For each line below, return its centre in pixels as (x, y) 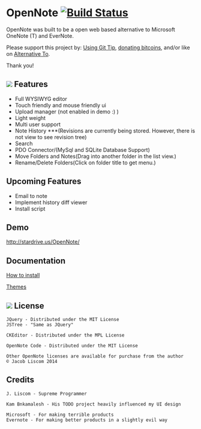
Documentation (36, 261)
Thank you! (20, 65)
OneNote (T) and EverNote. (40, 35)
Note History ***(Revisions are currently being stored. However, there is (105, 130)
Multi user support (38, 124)
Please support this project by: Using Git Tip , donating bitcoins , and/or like (98, 47)
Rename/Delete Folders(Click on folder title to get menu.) (85, 163)
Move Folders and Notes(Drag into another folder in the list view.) (96, 156)
